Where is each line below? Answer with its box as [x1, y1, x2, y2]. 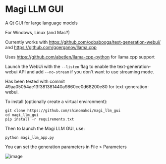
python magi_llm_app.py [5, 135, 55, 140]
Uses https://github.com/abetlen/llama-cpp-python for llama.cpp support [5, 54, 155, 60]
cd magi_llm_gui [5, 112, 39, 117]
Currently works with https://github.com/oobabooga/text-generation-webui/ [5, 39, 161, 45]
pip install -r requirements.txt [5, 116, 74, 122]
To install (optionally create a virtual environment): [5, 98, 108, 105]
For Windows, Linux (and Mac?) [5, 29, 70, 35]
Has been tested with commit [5, 78, 65, 84]
